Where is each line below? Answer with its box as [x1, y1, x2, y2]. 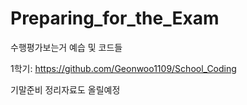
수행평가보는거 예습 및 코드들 [10, 41, 123, 53]
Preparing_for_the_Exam [10, 7, 220, 30]
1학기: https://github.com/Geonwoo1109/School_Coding [10, 62, 237, 74]
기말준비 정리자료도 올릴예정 [10, 83, 121, 96]
